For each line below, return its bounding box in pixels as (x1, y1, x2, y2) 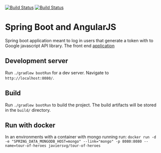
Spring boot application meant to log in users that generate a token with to (5, 37, 154, 43)
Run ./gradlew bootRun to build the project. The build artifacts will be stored (5, 102, 157, 108)
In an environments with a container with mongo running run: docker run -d (5, 134, 156, 140)
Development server (5, 57, 68, 65)
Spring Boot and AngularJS (5, 22, 116, 33)
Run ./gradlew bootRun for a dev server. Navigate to (5, 69, 109, 75)
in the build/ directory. (5, 107, 51, 113)
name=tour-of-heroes (5, 143, 47, 148)
